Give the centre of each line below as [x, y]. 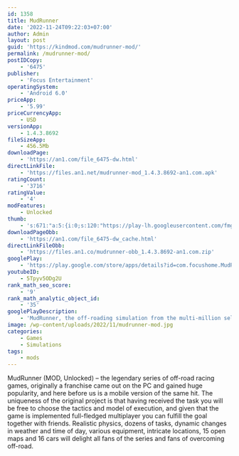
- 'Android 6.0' [44, 93]
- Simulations [41, 345]
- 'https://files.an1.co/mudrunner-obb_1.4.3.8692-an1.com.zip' [117, 252]
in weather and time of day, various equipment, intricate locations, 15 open [117, 431]
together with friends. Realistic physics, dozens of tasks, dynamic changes [117, 423]
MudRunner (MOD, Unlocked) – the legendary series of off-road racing [111, 378]
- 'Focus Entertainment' [57, 80]
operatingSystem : [33, 87]
